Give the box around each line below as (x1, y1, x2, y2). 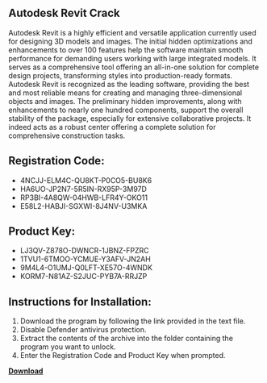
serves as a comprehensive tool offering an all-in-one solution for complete (8, 62, 260, 72)
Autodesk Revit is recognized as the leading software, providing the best (8, 79, 250, 89)
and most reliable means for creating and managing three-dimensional (8, 88, 243, 98)
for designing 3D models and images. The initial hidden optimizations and (8, 36, 252, 46)
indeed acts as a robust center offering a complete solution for (8, 122, 216, 131)
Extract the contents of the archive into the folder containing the (19, 334, 234, 343)
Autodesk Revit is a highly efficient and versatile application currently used (8, 27, 257, 37)
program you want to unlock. (19, 342, 116, 352)
